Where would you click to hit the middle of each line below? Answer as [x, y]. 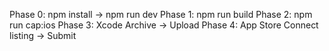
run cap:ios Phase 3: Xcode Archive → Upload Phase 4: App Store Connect [164, 25]
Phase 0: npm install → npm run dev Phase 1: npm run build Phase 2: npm [161, 14]
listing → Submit [43, 35]
